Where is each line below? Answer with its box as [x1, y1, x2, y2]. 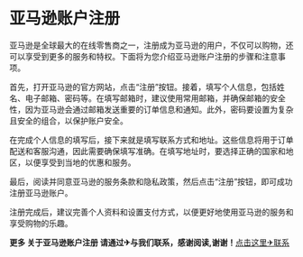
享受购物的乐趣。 [9, 217, 73, 228]
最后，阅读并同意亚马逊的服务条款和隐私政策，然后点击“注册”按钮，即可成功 [9, 176, 293, 187]
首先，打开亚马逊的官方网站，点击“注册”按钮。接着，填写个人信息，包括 [9, 81, 278, 92]
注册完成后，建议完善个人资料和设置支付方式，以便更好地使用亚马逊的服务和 [9, 207, 294, 217]
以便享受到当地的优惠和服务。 [24, 157, 136, 168]
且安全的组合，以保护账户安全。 [9, 115, 128, 126]
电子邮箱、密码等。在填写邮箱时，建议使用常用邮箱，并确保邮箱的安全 [24, 92, 286, 104]
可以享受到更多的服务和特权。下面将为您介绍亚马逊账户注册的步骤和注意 [9, 50, 278, 61]
